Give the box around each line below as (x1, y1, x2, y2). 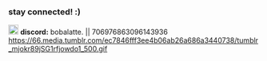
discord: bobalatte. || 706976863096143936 (19, 27, 168, 37)
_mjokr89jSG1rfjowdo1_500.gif (8, 44, 108, 54)
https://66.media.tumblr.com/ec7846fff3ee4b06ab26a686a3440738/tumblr (8, 36, 258, 45)
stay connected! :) (8, 6, 82, 17)
